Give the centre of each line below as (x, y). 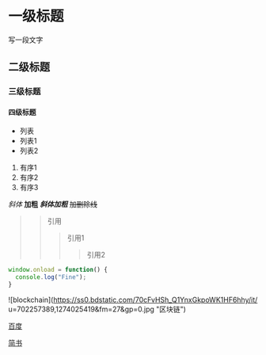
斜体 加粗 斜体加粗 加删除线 (53, 204)
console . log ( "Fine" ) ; (51, 277)
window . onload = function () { (58, 270)
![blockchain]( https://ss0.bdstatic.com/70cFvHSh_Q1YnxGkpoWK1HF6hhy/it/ (133, 300)
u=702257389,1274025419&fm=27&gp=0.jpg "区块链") (97, 309)
